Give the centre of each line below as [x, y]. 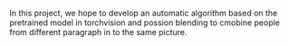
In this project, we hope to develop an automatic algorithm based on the [144, 13]
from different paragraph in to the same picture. [98, 32]
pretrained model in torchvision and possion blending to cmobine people [145, 23]
